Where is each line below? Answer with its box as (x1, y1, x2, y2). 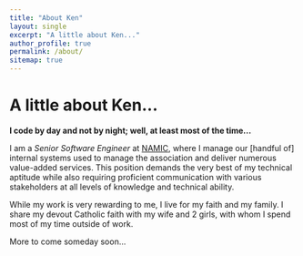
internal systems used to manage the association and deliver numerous (9, 152, 278, 163)
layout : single (9, 22, 67, 31)
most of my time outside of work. (9, 218, 134, 229)
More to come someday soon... (9, 236, 126, 247)
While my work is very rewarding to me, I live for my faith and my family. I (9, 199, 284, 210)
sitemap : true (9, 56, 64, 65)
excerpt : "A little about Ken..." (9, 30, 141, 39)
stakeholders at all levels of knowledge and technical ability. (9, 181, 235, 192)
